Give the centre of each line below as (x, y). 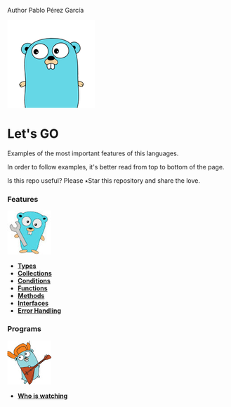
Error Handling (39, 311)
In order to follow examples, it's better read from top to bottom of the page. (116, 167)
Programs (25, 329)
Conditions (34, 281)
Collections (34, 273)
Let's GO (33, 134)
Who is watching (42, 396)
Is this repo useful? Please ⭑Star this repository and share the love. (104, 180)
